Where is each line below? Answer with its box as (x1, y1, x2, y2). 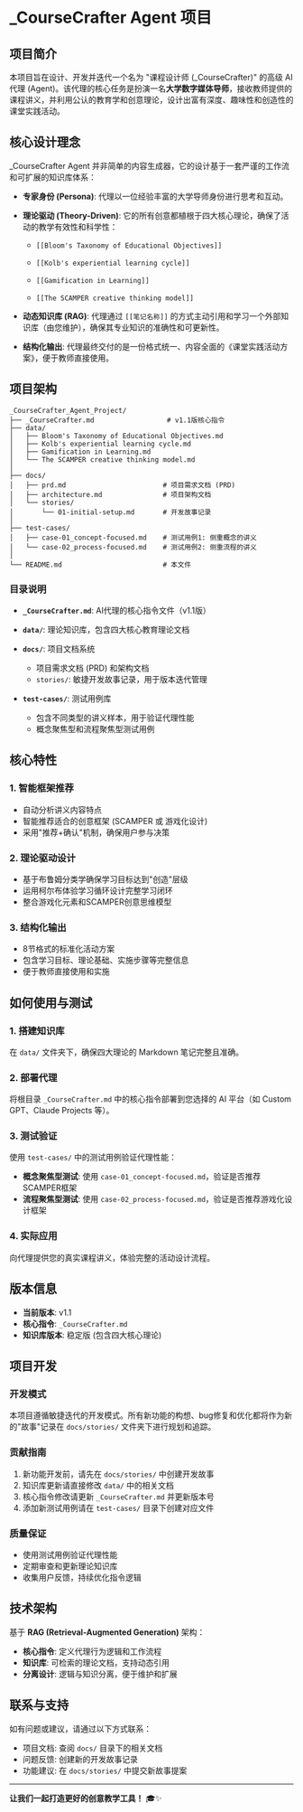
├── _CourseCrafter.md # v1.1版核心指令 (9, 416, 225, 425)
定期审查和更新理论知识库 (22, 1560, 118, 1572)
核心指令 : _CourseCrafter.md (22, 1318, 128, 1328)
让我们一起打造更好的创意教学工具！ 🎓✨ (9, 1792, 162, 1803)
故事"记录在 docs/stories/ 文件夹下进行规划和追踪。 (21, 1422, 216, 1432)
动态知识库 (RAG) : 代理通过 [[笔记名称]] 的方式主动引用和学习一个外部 (22, 310, 281, 321)
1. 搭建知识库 (9, 1024, 65, 1037)
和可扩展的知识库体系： (9, 172, 96, 183)
